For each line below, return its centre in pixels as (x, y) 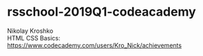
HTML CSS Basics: (34, 38)
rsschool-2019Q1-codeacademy (101, 12)
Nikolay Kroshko (30, 31)
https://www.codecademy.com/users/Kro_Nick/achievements (95, 45)
